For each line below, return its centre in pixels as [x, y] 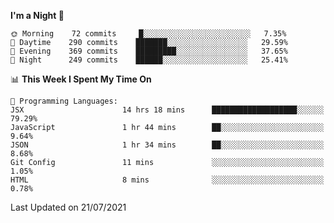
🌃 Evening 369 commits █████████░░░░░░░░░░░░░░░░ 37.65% [149, 51]
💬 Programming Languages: [64, 101]
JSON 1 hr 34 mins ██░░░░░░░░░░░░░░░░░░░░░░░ [167, 145]
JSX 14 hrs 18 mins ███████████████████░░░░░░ [167, 110]
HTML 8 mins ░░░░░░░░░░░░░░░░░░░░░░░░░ [167, 180]
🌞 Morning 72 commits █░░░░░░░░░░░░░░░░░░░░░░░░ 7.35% [148, 34]
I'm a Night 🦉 [37, 15]
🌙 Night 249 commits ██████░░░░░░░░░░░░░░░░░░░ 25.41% [149, 60]
